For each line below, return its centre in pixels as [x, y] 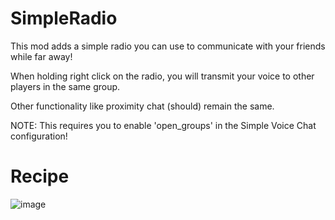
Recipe [40, 176]
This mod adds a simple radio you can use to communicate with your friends [168, 46]
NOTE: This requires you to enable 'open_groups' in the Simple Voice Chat [163, 125]
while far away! [41, 56]
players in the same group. [65, 86]
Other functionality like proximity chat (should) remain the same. [142, 106]
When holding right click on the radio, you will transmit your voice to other [162, 76]
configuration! [39, 136]
